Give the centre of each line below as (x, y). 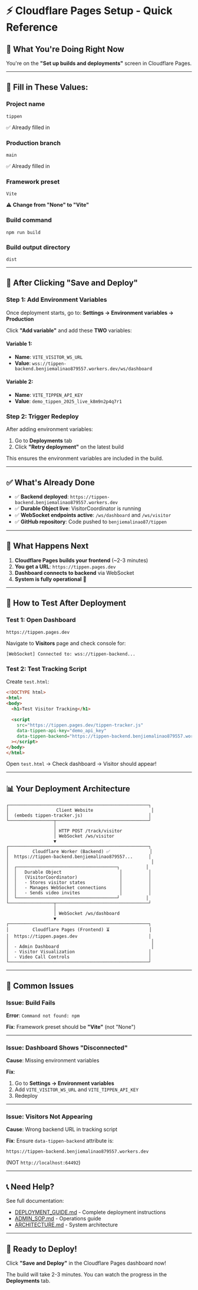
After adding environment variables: (49, 429)
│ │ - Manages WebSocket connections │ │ (79, 888)
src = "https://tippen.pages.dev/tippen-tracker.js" (80, 725)
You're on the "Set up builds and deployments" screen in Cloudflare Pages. (99, 63)
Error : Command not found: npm (43, 1015)
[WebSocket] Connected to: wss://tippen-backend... (71, 654)
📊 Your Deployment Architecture (68, 789)
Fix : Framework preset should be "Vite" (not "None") (71, 1026)
